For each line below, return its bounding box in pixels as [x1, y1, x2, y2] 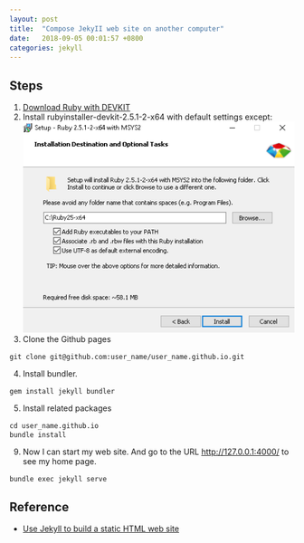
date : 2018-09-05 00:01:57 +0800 [9, 33, 144, 43]
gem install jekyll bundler [9, 387, 116, 396]
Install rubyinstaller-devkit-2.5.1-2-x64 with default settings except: [22, 111, 273, 122]
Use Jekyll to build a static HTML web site [22, 523, 179, 534]
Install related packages [22, 403, 112, 414]
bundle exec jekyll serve [9, 475, 107, 484]
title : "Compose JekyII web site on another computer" [9, 24, 224, 33]
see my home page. [22, 456, 97, 467]
